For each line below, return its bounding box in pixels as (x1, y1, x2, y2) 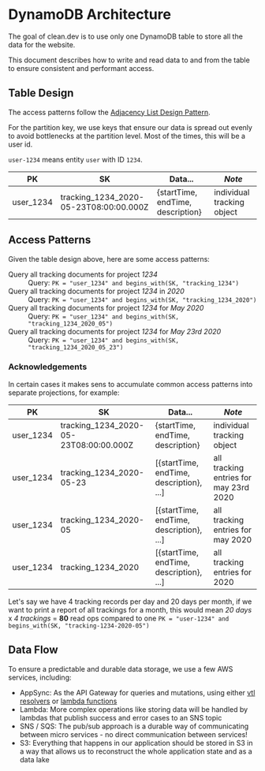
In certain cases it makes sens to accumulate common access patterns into (8, 379, 253, 389)
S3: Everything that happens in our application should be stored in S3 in (19, 738, 253, 747)
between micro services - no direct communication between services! (19, 729, 248, 739)
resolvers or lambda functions (19, 696, 118, 706)
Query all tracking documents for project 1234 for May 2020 (8, 303, 204, 312)
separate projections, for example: (8, 388, 120, 397)
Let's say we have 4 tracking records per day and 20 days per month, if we (8, 597, 252, 606)
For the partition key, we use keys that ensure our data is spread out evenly (8, 122, 252, 132)
